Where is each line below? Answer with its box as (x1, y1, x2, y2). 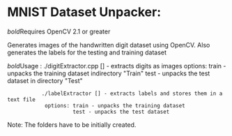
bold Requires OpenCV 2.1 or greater (7, 27, 111, 36)
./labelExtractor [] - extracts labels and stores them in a (41, 90, 223, 97)
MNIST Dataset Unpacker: (7, 4, 162, 20)
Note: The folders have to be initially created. (7, 120, 137, 129)
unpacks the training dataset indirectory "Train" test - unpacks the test (7, 69, 210, 77)
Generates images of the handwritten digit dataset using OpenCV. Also (7, 40, 210, 49)
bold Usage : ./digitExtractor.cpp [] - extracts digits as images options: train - (7, 61, 226, 70)
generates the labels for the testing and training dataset (7, 48, 167, 56)
